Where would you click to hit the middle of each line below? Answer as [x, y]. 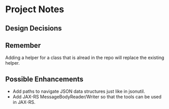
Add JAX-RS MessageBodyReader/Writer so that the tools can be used [87, 97]
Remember [23, 45]
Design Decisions [34, 28]
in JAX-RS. [24, 102]
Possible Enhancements [45, 79]
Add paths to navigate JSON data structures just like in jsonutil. [79, 91]
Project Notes [35, 9]
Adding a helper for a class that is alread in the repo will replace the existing [85, 58]
